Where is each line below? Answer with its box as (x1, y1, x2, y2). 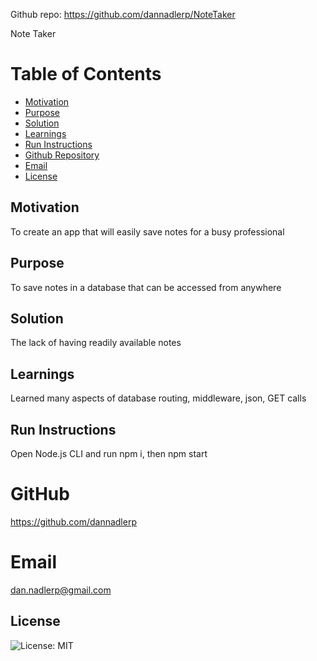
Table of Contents (10, 63, 162, 86)
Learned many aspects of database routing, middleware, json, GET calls (10, 392, 307, 404)
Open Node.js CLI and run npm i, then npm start (10, 448, 208, 459)
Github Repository (24, 149, 100, 161)
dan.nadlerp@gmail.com (10, 584, 112, 596)
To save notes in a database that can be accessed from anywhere (10, 281, 282, 293)
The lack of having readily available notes (10, 337, 182, 349)
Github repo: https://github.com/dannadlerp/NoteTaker (10, 9, 236, 20)
